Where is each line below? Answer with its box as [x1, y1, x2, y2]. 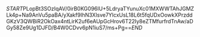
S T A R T [6, 5, 23, 12]
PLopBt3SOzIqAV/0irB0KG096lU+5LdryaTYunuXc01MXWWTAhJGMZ [23, 5, 195, 12]
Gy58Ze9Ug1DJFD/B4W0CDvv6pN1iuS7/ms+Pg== [6, 24, 132, 31]
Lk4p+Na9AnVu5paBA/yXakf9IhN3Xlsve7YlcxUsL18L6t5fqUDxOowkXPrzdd [6, 11, 193, 18]
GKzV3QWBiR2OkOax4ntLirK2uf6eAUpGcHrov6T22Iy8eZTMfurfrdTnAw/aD [6, 18, 194, 24]
